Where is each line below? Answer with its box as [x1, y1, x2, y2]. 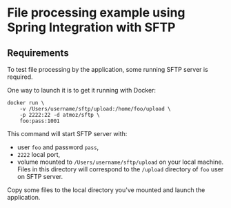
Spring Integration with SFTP [7, 19, 176, 35]
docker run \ [7, 100, 45, 106]
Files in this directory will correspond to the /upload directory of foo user [17, 165, 224, 173]
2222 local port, [17, 151, 61, 158]
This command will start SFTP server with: [7, 130, 128, 138]
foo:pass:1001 [19, 117, 60, 124]
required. [7, 73, 33, 81]
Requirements [7, 47, 69, 59]
